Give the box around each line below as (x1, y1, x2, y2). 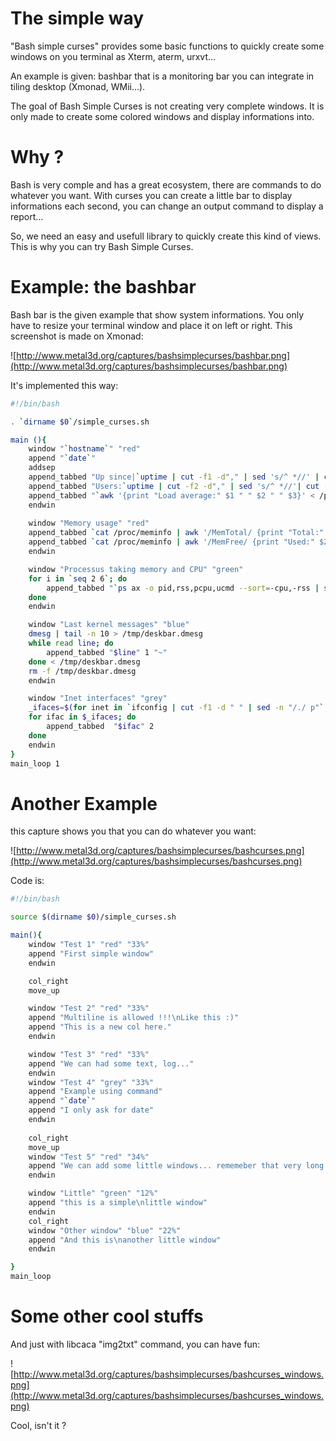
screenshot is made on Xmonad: (10, 330, 144, 342)
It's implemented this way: (10, 379, 119, 391)
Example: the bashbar (10, 276, 197, 299)
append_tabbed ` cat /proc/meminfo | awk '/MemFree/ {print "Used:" (28, 537, 315, 547)
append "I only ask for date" (28, 1105, 155, 1116)
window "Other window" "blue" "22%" (28, 1225, 182, 1236)
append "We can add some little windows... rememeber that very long (28, 1161, 325, 1171)
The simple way (10, 7, 145, 30)
